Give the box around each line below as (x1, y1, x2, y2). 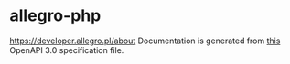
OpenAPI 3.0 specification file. (9, 44, 124, 55)
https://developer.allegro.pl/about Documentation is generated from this (9, 35, 281, 46)
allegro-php (9, 5, 102, 26)
